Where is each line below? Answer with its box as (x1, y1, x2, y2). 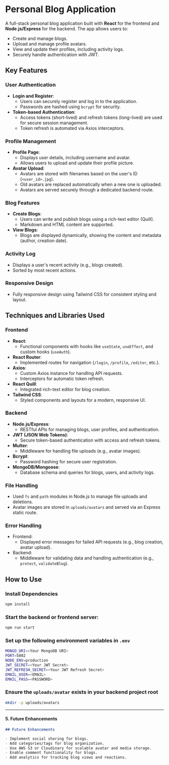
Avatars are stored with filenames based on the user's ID (20, 170, 138, 176)
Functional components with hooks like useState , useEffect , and (20, 343, 153, 349)
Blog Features (5, 199, 40, 206)
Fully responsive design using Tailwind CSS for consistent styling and (12, 291, 157, 297)
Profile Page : (12, 149, 40, 155)
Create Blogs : (12, 211, 42, 217)
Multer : (12, 442, 29, 448)
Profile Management (5, 137, 56, 145)
